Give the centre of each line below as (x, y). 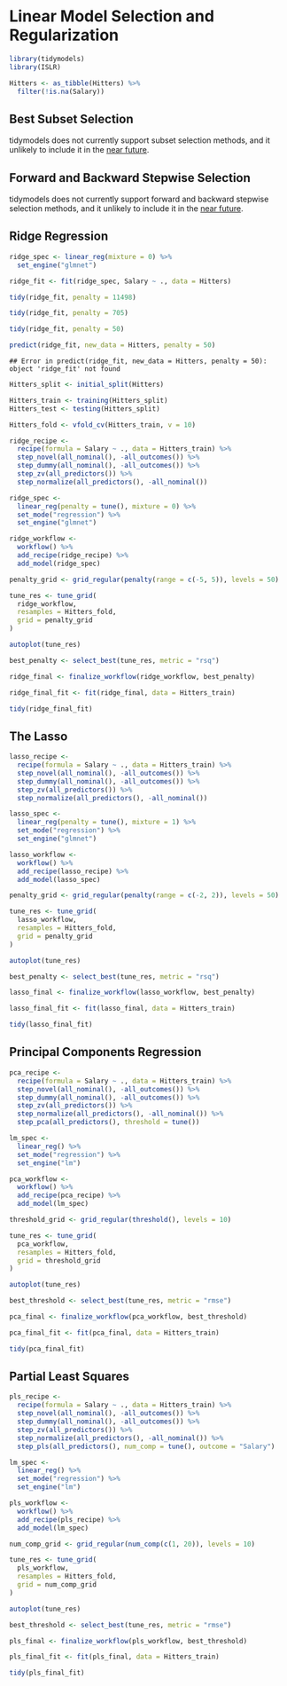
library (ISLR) (35, 67)
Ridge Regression (59, 236)
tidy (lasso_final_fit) (51, 1025)
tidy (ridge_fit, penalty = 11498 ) (73, 297)
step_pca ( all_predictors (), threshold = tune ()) (109, 1123)
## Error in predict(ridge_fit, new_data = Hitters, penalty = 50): (138, 361)
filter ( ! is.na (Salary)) (61, 91)
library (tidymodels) (47, 59)
